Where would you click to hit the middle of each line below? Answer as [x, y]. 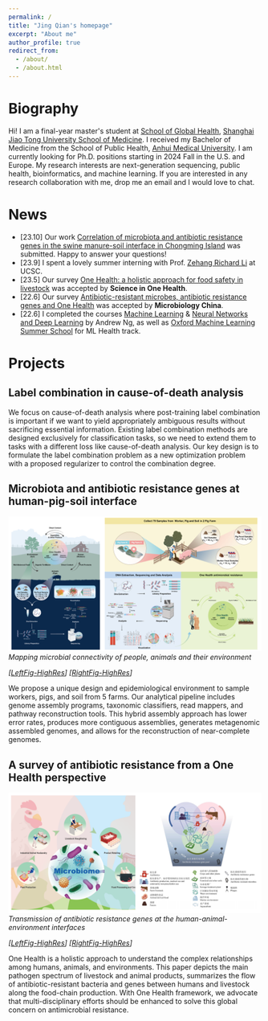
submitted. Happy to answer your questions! [93, 254]
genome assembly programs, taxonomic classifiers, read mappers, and [126, 705]
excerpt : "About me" [43, 34]
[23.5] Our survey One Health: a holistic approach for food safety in [131, 279]
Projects [37, 363]
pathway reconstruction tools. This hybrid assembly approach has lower [128, 714]
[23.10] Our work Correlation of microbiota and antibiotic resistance [131, 236]
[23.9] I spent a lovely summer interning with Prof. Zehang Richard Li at [138, 262]
